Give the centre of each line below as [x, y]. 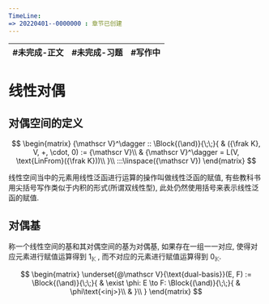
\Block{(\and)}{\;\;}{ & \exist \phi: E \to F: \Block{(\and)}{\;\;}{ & [136, 283]
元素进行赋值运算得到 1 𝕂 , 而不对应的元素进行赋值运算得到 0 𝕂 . [118, 258]
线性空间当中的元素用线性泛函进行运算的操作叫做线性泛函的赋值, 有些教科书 [134, 177]
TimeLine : [25, 16]
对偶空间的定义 [46, 124]
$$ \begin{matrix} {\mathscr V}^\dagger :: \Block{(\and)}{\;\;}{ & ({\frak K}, [136, 143]
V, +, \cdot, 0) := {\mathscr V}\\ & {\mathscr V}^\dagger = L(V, [136, 152]
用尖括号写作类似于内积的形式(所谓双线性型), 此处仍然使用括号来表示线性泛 [134, 187]
